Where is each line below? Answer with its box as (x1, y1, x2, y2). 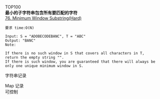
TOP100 (5, 4, 21, 10)
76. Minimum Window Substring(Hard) (5, 15, 82, 21)
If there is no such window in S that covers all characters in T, (5, 51, 145, 56)
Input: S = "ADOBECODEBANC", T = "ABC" (5, 34, 86, 39)
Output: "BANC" (5, 38, 36, 43)
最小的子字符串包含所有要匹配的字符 (5, 10, 78, 15)
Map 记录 (5, 83, 24, 88)
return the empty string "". (5, 55, 64, 60)
